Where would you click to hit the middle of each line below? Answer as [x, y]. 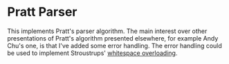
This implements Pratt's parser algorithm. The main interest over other [107, 31]
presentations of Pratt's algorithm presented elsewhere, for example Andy [113, 38]
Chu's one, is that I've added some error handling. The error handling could [115, 45]
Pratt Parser [42, 12]
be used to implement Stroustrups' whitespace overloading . [92, 53]
